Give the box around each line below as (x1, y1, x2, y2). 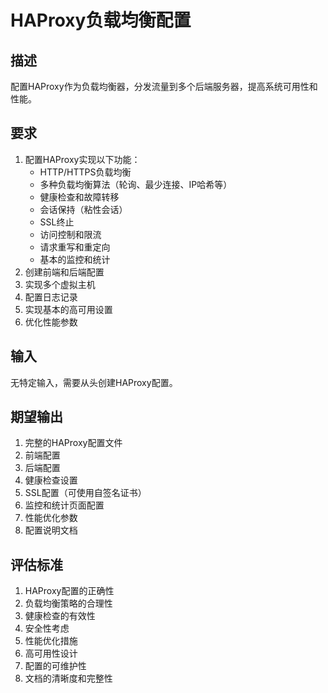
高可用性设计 (24, 647, 78, 660)
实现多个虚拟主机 (24, 278, 96, 290)
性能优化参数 (24, 512, 78, 524)
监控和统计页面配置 (24, 499, 105, 511)
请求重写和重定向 (39, 241, 111, 253)
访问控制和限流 (39, 228, 102, 240)
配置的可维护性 (24, 660, 87, 672)
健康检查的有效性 (24, 610, 96, 622)
